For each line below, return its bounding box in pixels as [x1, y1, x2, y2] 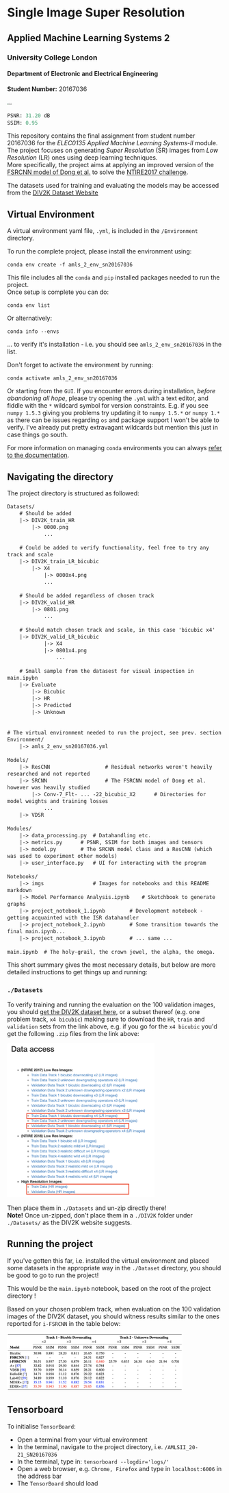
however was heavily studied [7, 785, 90, 791]
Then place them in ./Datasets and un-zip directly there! [7, 1204, 167, 1212]
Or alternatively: [7, 314, 53, 323]
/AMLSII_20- [164, 1444, 198, 1451]
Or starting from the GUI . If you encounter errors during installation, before [7, 387, 216, 395]
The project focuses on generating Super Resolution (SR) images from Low [7, 146, 219, 155]
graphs [7, 901, 26, 908]
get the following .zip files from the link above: [7, 1030, 139, 1038]
